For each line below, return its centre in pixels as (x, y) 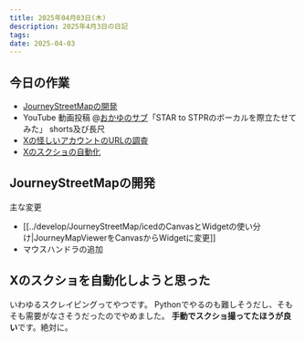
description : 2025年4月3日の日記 (69, 26)
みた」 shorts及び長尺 (64, 129)
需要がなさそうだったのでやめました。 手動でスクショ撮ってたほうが (154, 315)
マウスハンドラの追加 (63, 249)
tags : (20, 35)
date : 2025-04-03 (42, 43)
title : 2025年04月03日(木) (58, 18)
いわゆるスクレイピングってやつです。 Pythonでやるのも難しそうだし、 (143, 304)
